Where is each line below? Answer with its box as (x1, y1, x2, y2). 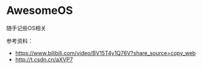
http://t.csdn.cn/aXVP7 (15, 56, 73, 63)
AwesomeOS (6, 4, 73, 18)
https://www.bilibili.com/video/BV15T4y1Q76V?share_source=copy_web (15, 49, 197, 56)
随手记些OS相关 (6, 24, 46, 31)
